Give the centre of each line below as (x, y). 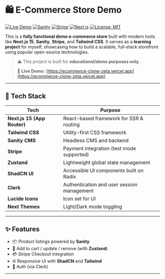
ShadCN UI (21, 174)
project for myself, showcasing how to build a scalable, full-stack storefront (82, 47)
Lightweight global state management (107, 162)
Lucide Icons (23, 199)
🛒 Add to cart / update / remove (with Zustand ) (60, 248)
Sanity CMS (22, 140)
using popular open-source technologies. (47, 52)
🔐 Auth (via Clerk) (30, 266)
